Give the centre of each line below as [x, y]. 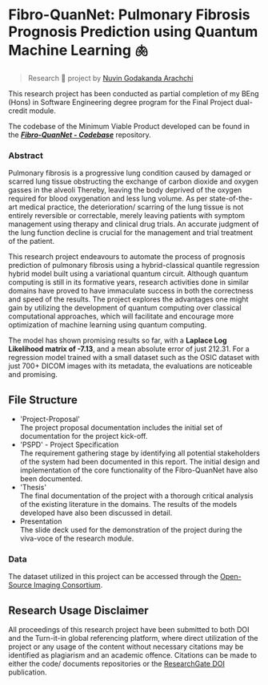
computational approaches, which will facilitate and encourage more [121, 316]
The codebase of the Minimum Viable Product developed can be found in [129, 126]
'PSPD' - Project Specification [69, 445]
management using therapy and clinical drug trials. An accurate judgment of [134, 224]
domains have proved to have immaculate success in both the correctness [131, 291]
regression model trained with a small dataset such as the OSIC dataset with [134, 358]
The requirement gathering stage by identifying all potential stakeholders [140, 453]
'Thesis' [33, 488]
